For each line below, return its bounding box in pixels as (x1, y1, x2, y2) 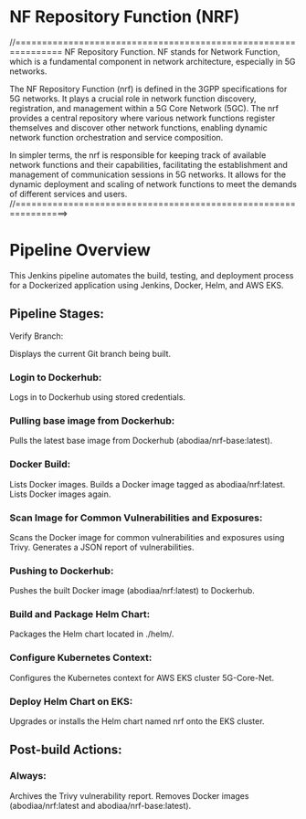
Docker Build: (9, 458, 71, 471)
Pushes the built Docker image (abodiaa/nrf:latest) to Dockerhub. (9, 585, 256, 596)
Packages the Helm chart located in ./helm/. (9, 628, 174, 640)
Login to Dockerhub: (9, 371, 102, 383)
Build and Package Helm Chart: (9, 608, 151, 621)
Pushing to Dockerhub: (9, 564, 114, 577)
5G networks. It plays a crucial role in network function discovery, (9, 93, 258, 104)
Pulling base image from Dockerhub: (9, 414, 175, 426)
